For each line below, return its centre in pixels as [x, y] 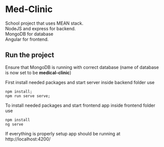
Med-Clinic [29, 9]
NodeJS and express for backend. [41, 28]
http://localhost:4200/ [28, 139]
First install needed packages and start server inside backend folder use [80, 82]
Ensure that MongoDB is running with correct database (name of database [82, 67]
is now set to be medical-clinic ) [38, 72]
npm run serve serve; [28, 96]
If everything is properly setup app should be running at [63, 133]
